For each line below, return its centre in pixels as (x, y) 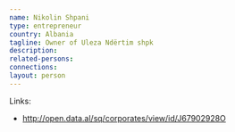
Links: (20, 101)
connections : (34, 68)
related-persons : (42, 59)
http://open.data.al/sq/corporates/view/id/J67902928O (124, 118)
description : (34, 51)
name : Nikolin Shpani (50, 17)
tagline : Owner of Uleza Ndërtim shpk (81, 42)
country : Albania (42, 34)
